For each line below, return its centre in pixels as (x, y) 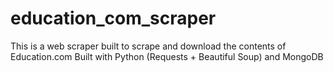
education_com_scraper (113, 18)
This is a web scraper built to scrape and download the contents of (148, 46)
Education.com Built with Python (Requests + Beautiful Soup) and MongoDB (167, 56)
